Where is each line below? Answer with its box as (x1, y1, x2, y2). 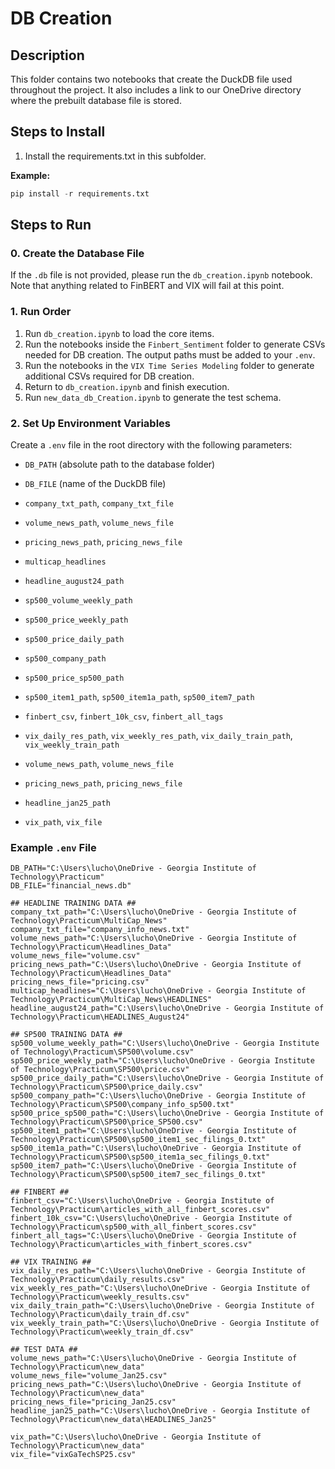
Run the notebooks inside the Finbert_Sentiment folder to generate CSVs (24, 338, 326, 350)
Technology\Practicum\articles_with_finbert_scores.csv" (10, 1240, 253, 1250)
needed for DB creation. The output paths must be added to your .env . (24, 348, 316, 361)
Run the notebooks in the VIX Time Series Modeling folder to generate (24, 359, 315, 371)
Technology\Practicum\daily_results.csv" (10, 1275, 186, 1285)
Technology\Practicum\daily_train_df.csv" (10, 1310, 190, 1320)
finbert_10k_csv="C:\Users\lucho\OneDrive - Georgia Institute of (10, 1213, 293, 1224)
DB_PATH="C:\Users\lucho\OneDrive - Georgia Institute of (10, 863, 257, 874)
